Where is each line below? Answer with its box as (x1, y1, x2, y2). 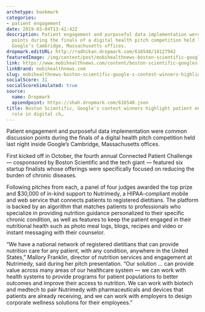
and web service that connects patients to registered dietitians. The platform (6, 196, 199, 204)
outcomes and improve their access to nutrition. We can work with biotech (6, 280, 193, 287)
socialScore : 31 (6, 77, 48, 83)
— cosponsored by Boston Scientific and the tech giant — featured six (6, 159, 183, 166)
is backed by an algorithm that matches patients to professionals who (6, 203, 181, 210)
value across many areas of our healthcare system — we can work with (6, 266, 186, 274)
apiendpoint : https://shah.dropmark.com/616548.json (12, 99, 149, 105)
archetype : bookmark (6, 9, 59, 15)
